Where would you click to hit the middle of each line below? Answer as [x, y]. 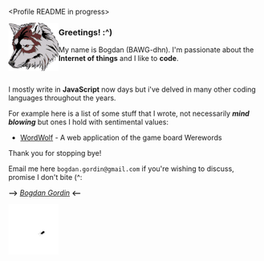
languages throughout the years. [62, 98]
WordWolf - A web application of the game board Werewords [121, 138]
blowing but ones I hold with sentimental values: [88, 122]
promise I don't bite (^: [45, 177]
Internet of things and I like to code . [119, 59]
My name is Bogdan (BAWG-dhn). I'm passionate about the [156, 50]
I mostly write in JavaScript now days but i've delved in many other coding [132, 90]
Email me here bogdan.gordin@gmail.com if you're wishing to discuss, [121, 169]
